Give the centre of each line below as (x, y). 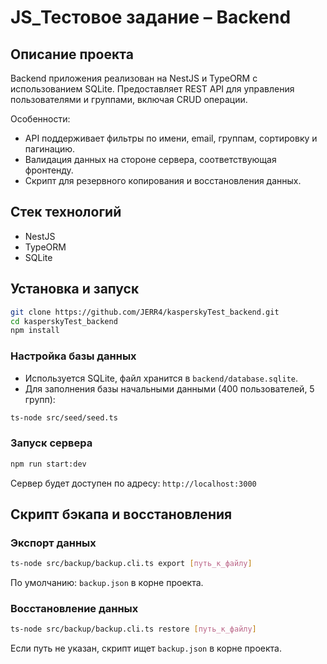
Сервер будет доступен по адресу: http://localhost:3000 (133, 483)
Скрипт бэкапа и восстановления (121, 514)
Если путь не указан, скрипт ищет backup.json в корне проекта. (146, 648)
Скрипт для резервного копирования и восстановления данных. (163, 180)
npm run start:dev (48, 464)
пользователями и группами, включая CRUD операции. (129, 99)
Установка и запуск (75, 289)
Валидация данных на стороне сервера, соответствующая (150, 159)
